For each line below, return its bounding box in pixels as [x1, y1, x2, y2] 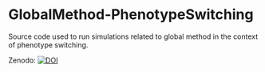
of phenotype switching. [8, 40, 89, 49]
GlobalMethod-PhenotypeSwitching [8, 6, 254, 24]
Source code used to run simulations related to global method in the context [8, 32, 259, 41]
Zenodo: [8, 55, 36, 65]
